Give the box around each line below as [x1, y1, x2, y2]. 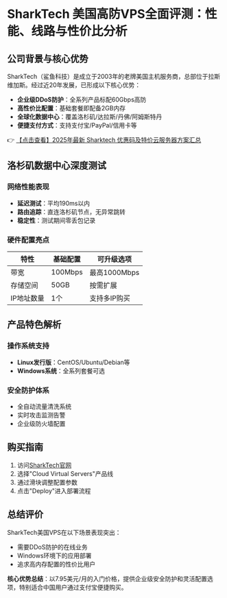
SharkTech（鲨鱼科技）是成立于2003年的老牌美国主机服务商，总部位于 [7, 73, 208, 80]
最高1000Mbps [89, 267, 140, 277]
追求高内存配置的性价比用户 [16, 560, 96, 568]
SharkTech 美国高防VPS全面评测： [7, 6, 206, 22]
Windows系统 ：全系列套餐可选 [16, 366, 105, 374]
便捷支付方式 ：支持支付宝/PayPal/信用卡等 [16, 121, 137, 129]
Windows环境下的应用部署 [16, 551, 92, 560]
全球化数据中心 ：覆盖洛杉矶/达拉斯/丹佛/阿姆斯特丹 [16, 112, 163, 121]
